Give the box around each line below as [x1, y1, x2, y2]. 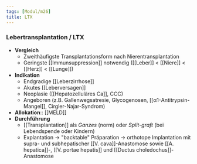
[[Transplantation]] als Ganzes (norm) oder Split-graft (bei [23, 121, 164, 128]
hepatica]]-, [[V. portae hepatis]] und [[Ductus [23, 146, 135, 153]
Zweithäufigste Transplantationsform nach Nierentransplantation [23, 53, 180, 60]
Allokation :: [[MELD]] [14, 109, 67, 116]
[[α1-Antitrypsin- [149, 96, 190, 103]
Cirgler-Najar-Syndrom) [47, 102, 106, 110]
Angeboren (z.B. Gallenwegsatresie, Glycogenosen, [23, 96, 148, 103]
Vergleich [14, 46, 39, 53]
